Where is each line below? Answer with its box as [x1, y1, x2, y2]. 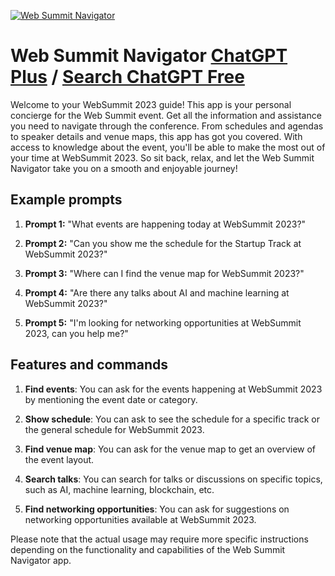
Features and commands [10, 356, 168, 374]
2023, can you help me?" [24, 327, 129, 339]
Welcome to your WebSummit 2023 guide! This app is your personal [10, 98, 292, 110]
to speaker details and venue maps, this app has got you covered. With [10, 130, 303, 142]
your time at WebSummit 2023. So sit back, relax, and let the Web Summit [10, 151, 315, 164]
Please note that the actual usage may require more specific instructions [10, 533, 309, 545]
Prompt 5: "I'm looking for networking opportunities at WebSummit [24, 316, 302, 329]
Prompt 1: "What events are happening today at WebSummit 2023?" [24, 218, 307, 230]
